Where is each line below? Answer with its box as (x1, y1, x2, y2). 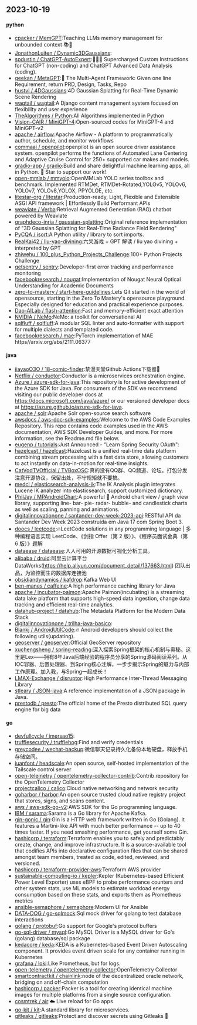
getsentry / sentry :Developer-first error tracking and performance (14, 263, 174, 270)
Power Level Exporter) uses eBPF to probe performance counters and (14, 878, 184, 885)
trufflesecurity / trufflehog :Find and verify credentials (14, 739, 144, 745)
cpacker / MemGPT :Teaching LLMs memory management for (14, 34, 163, 41)
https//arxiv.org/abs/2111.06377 (14, 338, 91, 345)
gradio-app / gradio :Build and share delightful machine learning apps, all (14, 162, 190, 169)
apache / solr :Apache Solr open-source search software (14, 409, 151, 417)
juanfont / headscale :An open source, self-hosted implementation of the (14, 759, 189, 767)
